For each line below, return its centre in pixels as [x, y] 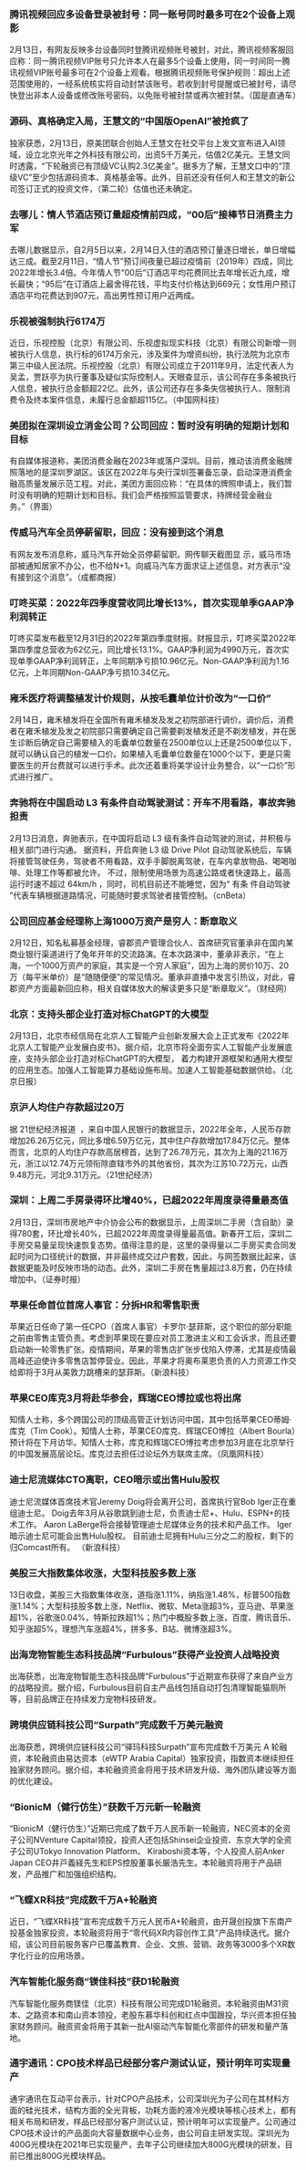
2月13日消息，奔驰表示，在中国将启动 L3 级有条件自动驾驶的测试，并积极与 [151, 838]
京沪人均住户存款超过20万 [67, 1108]
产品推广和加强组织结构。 [73, 1873]
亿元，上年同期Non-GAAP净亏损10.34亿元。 [92, 673]
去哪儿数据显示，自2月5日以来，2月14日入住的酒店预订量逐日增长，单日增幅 [153, 249]
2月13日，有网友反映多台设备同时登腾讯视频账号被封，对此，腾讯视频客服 [148, 50]
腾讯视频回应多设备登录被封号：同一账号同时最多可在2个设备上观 [153, 14]
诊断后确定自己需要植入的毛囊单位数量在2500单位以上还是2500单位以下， [157, 743]
